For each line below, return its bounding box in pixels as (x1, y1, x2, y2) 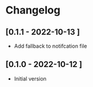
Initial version (14, 75, 46, 82)
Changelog (5, 4, 61, 17)
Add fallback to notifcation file (14, 42, 88, 49)
